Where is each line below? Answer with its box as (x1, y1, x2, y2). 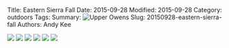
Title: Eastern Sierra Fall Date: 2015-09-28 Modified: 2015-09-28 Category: (7, 6, 222, 14)
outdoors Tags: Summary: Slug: (7, 13, 146, 21)
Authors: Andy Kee (17, 21, 71, 28)
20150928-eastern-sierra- (146, 13, 222, 21)
